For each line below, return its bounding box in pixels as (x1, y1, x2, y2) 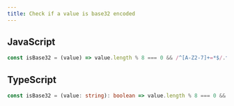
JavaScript (7, 36, 56, 48)
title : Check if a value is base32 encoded (7, 10, 136, 17)
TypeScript (7, 74, 57, 86)
